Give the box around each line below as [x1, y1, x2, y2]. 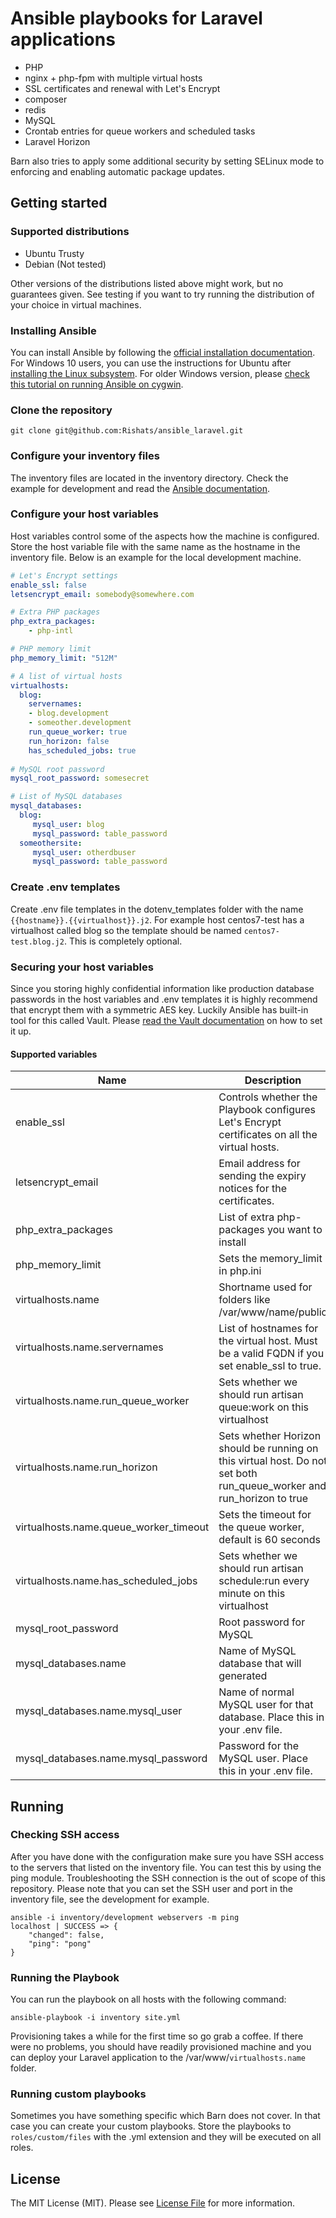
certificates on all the [218, 1128, 318, 1142]
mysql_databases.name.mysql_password [15, 1752, 208, 1766]
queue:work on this [218, 1400, 310, 1414]
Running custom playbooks [10, 2087, 147, 2101]
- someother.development [28, 718, 132, 728]
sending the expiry [218, 1169, 307, 1183]
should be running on [218, 1442, 319, 1456]
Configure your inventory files [10, 449, 160, 463]
